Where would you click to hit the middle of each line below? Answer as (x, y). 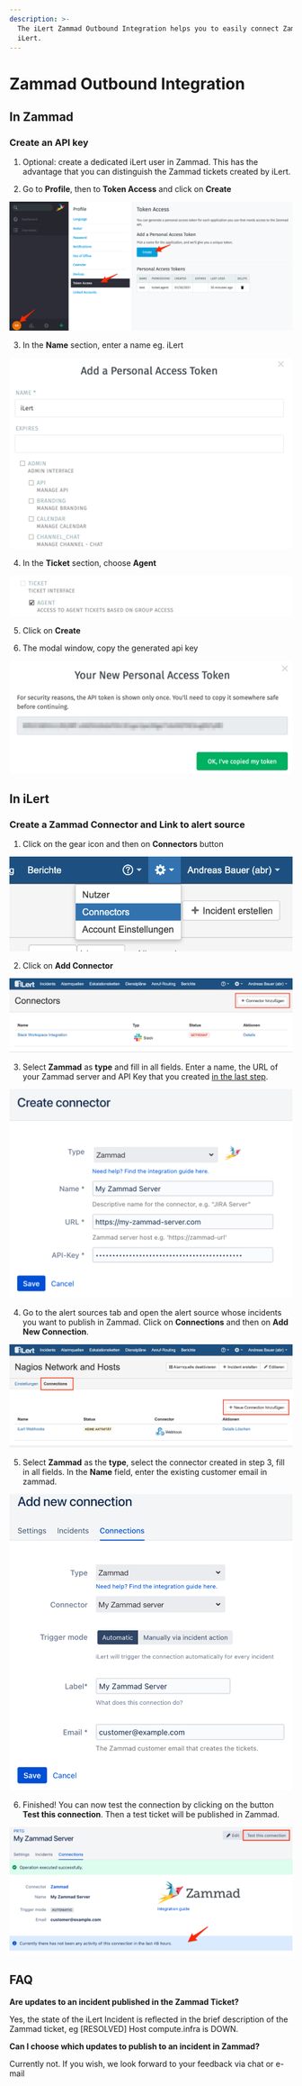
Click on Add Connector (68, 965)
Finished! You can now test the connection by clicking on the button (148, 1805)
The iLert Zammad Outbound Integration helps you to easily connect (148, 28)
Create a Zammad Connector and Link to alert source (127, 824)
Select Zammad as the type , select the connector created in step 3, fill (153, 1462)
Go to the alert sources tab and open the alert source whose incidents (152, 1313)
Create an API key (49, 142)
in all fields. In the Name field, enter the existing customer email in (145, 1472)
